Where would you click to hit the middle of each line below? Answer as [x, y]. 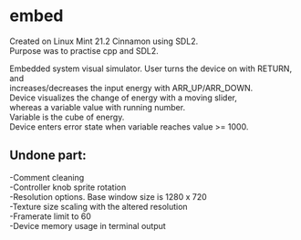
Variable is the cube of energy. [67, 117]
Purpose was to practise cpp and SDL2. [84, 50]
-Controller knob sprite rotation [68, 187]
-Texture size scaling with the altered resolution [99, 206]
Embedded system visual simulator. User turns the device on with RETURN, [151, 68]
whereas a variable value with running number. [97, 107]
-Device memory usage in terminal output [88, 225]
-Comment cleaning [47, 177]
